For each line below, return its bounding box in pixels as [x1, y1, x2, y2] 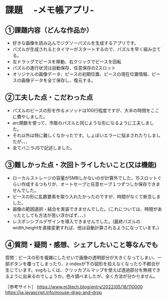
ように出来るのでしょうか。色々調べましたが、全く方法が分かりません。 [9, 273, 158, 279]
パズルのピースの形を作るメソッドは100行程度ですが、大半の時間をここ [12, 107, 160, 113]
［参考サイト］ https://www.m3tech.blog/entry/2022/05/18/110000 [5, 284, 143, 290]
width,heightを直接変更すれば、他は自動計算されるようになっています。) [12, 224, 160, 230]
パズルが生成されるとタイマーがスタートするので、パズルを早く [12, 46, 144, 52]
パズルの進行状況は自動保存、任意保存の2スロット [12, 65, 116, 71]
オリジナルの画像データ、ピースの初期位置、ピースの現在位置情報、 [12, 71, 152, 77]
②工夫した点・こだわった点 [5, 93, 93, 102]
